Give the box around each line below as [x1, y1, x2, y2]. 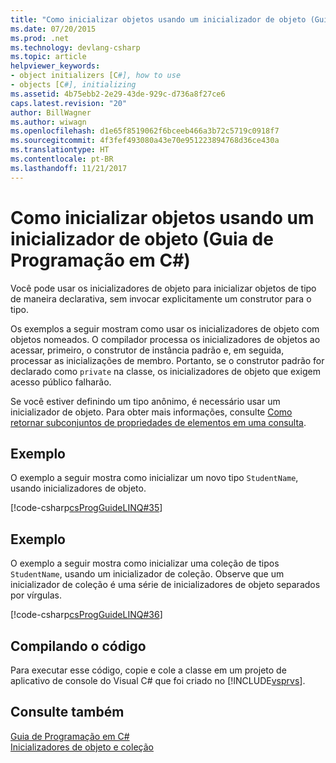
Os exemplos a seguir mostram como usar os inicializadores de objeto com [10, 322, 320, 335]
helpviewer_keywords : [10, 61, 101, 71]
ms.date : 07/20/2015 [10, 24, 97, 34]
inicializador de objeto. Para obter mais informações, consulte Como [10, 406, 293, 418]
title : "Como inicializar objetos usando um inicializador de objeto [10, 14, 307, 25]
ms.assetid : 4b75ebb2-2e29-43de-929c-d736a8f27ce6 [10, 89, 226, 99]
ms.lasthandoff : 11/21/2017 [10, 163, 128, 173]
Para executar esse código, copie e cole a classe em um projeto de [10, 664, 287, 676]
